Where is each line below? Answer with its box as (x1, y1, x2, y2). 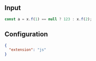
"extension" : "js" (9, 47, 47, 52)
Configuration (4, 30, 48, 38)
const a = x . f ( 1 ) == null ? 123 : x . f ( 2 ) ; (4, 16, 92, 21)
